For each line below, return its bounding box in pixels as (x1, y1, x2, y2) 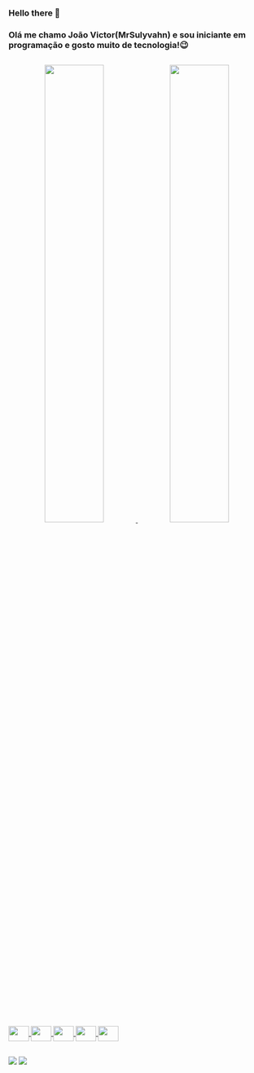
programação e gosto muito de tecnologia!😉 (8, 39, 189, 50)
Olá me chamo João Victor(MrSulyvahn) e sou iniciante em (8, 28, 247, 40)
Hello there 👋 (8, 7, 61, 19)
